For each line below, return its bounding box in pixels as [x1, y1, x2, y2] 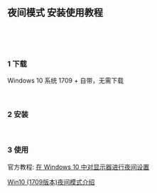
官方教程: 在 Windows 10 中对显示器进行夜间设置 [7, 162, 150, 171]
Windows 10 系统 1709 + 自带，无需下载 [7, 77, 124, 85]
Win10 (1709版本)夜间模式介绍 [7, 177, 95, 186]
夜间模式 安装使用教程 [7, 6, 103, 19]
